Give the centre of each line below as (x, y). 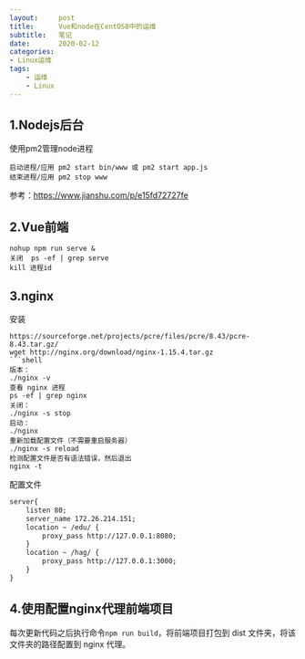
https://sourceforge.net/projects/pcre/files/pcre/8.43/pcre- (130, 337)
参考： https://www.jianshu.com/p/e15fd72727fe (99, 195)
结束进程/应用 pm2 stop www (58, 178)
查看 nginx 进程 (37, 388)
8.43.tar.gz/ (34, 345)
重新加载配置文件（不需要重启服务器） (71, 441)
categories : (32, 52)
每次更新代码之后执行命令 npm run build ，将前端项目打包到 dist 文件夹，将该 (152, 633)
